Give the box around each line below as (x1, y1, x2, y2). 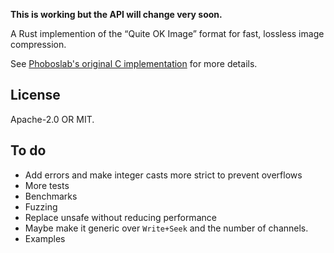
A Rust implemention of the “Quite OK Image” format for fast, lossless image (10, 28, 325, 39)
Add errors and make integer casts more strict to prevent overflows (24, 169, 303, 181)
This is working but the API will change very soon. (10, 9, 223, 20)
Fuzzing (24, 200, 58, 213)
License (10, 87, 61, 104)
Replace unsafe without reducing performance (24, 211, 217, 223)
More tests (24, 179, 70, 191)
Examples (24, 232, 66, 244)
